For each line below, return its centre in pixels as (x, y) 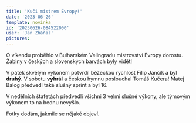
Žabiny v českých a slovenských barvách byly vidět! (69, 61)
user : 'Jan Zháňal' (30, 33)
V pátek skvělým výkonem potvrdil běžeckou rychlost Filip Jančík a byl (92, 73)
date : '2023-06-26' (30, 17)
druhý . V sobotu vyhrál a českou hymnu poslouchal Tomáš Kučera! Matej (95, 79)
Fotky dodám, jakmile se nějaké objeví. (53, 114)
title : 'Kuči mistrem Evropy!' (44, 11)
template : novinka (28, 22)
